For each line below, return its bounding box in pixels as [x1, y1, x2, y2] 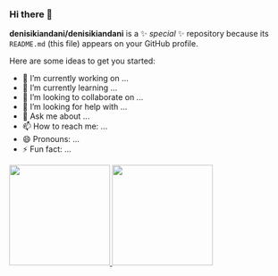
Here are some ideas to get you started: [9, 55, 156, 66]
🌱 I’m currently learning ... [21, 82, 118, 93]
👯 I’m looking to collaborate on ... [21, 92, 144, 103]
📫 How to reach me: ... [21, 121, 108, 132]
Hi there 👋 [9, 8, 54, 21]
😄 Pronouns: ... [21, 134, 80, 145]
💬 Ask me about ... [21, 111, 90, 121]
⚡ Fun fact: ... [21, 144, 72, 155]
